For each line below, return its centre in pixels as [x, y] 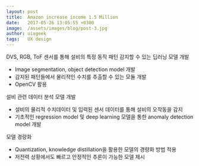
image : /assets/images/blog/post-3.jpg [57, 28]
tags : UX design [29, 39]
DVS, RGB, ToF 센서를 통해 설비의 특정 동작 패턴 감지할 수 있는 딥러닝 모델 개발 [98, 57]
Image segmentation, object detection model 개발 [75, 69]
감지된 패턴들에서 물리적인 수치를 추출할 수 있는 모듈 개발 [80, 77]
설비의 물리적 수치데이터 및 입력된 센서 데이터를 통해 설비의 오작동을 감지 [99, 109]
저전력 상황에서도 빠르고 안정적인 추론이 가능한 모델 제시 [80, 157]
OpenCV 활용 [31, 84]
